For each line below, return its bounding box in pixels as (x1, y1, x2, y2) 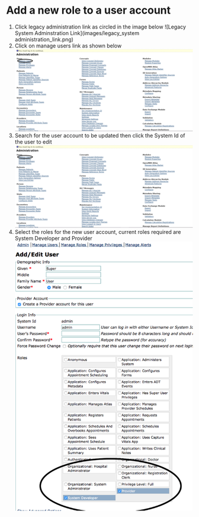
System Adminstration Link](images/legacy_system (14, 29, 140, 36)
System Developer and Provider (14, 234, 93, 242)
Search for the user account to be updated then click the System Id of (14, 132, 185, 139)
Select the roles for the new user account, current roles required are (14, 228, 181, 235)
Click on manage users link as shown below (14, 42, 122, 49)
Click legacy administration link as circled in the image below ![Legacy (14, 23, 187, 30)
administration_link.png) (14, 36, 74, 43)
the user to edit (14, 138, 52, 145)
